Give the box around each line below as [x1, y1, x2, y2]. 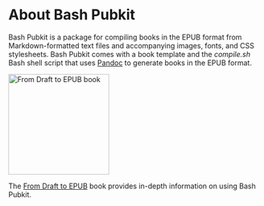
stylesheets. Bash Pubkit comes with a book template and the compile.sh [8, 49, 251, 59]
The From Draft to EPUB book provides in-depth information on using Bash [8, 181, 256, 191]
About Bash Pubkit [8, 6, 135, 24]
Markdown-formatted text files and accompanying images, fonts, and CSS [8, 40, 255, 50]
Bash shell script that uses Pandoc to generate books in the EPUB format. [8, 58, 252, 68]
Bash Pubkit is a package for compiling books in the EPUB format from [8, 32, 242, 42]
